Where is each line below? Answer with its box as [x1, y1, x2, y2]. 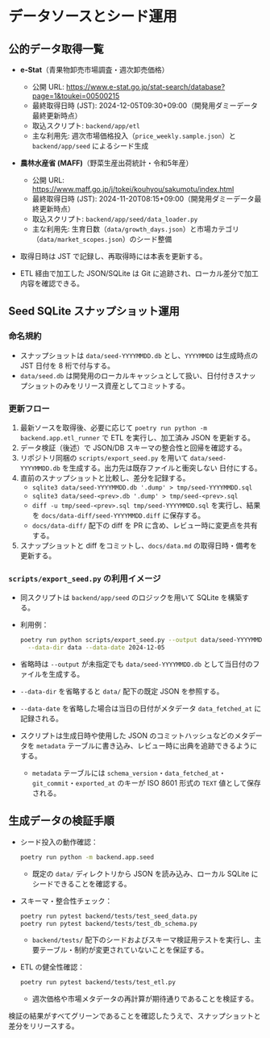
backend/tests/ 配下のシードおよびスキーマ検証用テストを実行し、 [31, 935, 255, 944]
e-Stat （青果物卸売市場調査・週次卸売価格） [19, 65, 169, 74]
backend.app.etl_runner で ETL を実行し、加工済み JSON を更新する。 [19, 432, 255, 442]
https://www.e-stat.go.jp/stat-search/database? [65, 82, 226, 91]
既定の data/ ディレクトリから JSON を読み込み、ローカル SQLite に [31, 869, 259, 878]
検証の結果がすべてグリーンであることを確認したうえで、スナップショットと [8, 1011, 261, 1021]
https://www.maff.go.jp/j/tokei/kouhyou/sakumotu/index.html [31, 185, 235, 194]
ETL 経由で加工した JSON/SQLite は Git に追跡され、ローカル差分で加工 [19, 269, 260, 278]
